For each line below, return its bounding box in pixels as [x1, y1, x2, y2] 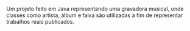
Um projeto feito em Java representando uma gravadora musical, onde [6, 5, 184, 12]
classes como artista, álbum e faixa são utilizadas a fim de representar [6, 12, 183, 19]
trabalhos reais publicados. [6, 18, 75, 25]
